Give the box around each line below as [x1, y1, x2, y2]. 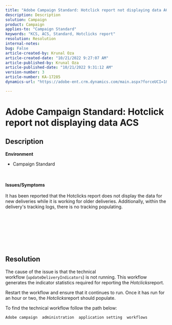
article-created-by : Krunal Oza [5, 50, 74, 56]
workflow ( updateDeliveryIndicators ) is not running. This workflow [5, 274, 147, 280]
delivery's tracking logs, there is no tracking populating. [5, 204, 123, 210]
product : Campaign [5, 22, 45, 27]
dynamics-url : [5, 79, 36, 84]
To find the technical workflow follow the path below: [5, 304, 117, 311]
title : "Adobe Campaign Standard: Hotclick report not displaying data [5, 7, 161, 13]
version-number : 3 [5, 70, 45, 75]
